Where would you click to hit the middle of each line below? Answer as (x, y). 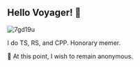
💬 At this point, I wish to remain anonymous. (70, 56)
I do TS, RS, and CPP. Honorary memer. (64, 43)
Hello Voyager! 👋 (44, 13)
